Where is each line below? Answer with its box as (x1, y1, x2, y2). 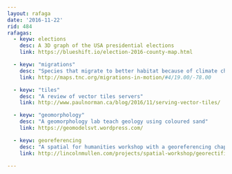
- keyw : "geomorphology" (13, 112, 85, 119)
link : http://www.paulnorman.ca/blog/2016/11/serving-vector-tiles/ (19, 99, 221, 106)
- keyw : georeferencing (13, 137, 81, 144)
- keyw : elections (13, 36, 67, 43)
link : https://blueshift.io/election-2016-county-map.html (19, 49, 193, 56)
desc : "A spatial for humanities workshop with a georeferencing (19, 143, 212, 151)
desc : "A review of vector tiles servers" (19, 93, 144, 100)
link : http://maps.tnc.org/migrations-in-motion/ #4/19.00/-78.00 (19, 74, 212, 81)
